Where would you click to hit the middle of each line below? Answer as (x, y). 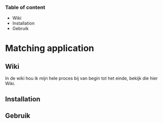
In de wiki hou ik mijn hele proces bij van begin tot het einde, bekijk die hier (81, 78)
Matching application (50, 48)
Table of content (25, 7)
